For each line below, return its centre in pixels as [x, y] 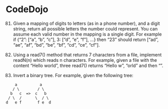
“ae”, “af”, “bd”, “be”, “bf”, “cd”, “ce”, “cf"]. [56, 45]
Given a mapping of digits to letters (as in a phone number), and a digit [87, 23]
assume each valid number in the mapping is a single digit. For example [87, 34]
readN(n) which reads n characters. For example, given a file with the [85, 60]
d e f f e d [29, 102]
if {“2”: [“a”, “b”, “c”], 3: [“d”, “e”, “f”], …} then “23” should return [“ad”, [86, 40]
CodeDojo [27, 9]
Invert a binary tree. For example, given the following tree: [73, 75]
